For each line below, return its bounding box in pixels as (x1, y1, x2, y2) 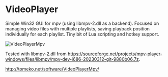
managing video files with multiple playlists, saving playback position (5, 25, 150, 31)
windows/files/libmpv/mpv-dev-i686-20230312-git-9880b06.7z (5, 56, 139, 62)
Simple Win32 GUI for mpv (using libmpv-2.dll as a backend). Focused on (5, 20, 159, 26)
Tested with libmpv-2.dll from (5, 51, 67, 57)
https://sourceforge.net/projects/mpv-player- (68, 51, 163, 57)
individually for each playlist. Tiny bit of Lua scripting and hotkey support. (5, 31, 159, 37)
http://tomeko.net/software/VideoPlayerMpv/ (5, 66, 99, 72)
